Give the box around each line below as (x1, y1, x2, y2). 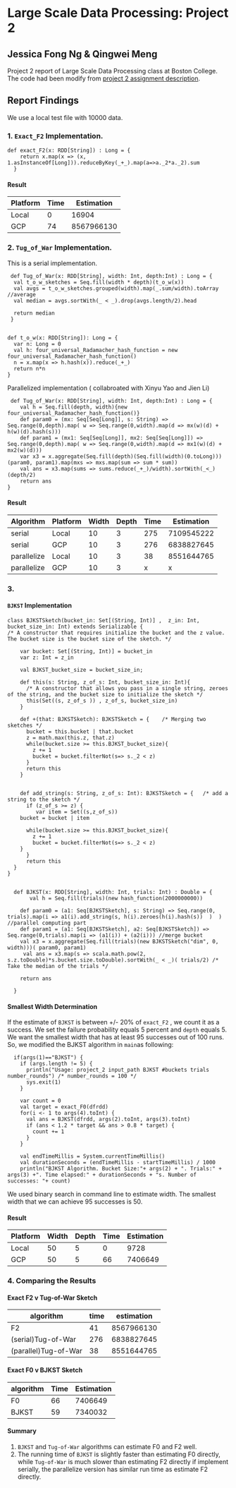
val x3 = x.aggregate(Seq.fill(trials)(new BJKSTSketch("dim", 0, (20, 938, 219, 945)
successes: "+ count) (7, 1178, 71, 1185)
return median (13, 309, 55, 317)
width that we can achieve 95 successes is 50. (7, 1197, 143, 1206)
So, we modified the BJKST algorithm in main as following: (7, 1041, 174, 1049)
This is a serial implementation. (7, 259, 97, 267)
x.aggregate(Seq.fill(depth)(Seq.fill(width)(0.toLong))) (48, 453, 222, 460)
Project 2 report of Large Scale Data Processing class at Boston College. (7, 67, 218, 75)
